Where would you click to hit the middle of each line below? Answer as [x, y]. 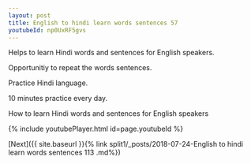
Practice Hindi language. [48, 83]
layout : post [30, 15]
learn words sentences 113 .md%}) [64, 153]
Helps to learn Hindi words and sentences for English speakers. [111, 53]
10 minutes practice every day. [58, 99]
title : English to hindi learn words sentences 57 [93, 23]
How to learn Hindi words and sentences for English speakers [109, 114]
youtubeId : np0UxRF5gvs [47, 30]
